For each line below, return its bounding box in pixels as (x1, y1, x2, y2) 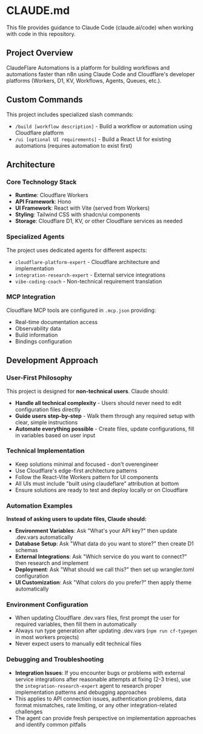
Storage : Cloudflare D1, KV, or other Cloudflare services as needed (15, 217, 183, 225)
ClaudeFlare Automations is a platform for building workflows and (6, 64, 170, 71)
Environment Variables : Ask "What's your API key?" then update (15, 527, 178, 535)
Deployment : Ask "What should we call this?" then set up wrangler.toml (15, 566, 195, 573)
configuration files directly (15, 406, 81, 413)
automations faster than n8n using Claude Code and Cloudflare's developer (6, 71, 195, 78)
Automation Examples (6, 501, 73, 510)
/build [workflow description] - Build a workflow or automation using (15, 122, 193, 130)
